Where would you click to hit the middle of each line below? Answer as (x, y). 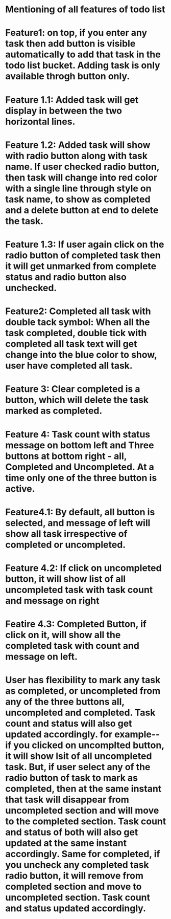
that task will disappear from (67, 800)
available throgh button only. (68, 76)
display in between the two (64, 111)
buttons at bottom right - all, (66, 456)
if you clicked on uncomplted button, (85, 745)
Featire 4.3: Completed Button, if (76, 624)
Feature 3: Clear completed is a (73, 389)
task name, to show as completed (78, 199)
